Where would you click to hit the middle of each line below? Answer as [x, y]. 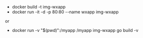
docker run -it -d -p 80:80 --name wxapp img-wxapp [65, 12]
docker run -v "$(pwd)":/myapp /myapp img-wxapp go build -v [75, 30]
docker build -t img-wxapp [39, 7]
